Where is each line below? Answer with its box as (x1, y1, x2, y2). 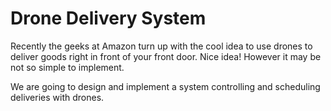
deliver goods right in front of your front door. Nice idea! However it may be (10, 50, 322, 62)
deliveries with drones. (10, 91, 105, 103)
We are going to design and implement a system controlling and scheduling (10, 80, 321, 92)
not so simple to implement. (10, 61, 125, 73)
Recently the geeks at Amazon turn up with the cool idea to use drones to (10, 40, 313, 52)
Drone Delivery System (10, 7, 207, 30)
